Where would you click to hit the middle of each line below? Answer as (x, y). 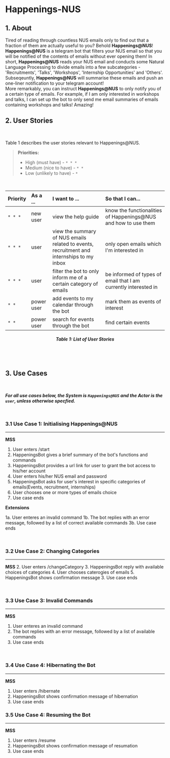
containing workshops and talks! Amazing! (50, 105)
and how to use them (130, 223)
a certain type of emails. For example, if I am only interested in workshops (82, 94)
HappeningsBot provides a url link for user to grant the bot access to (84, 465)
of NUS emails (70, 238)
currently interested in (132, 287)
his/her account (29, 471)
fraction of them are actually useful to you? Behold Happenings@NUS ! (79, 46)
